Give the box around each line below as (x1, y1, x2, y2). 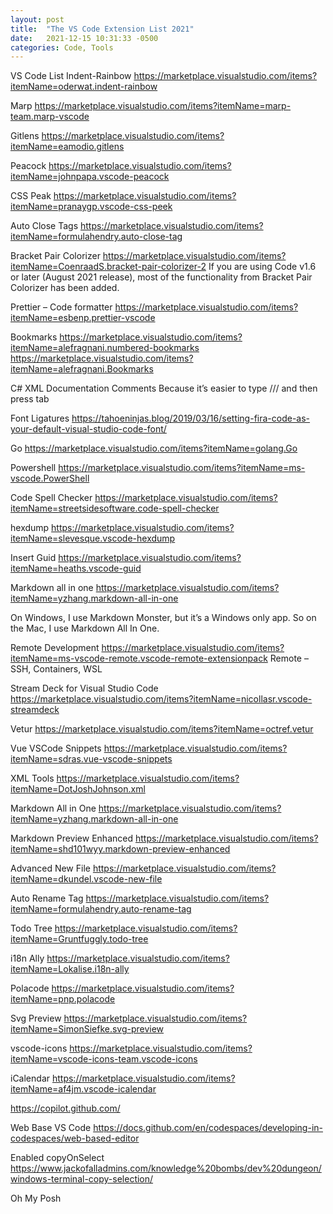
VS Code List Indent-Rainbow (10, 70, 132, 82)
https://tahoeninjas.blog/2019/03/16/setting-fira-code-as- (71, 412, 311, 425)
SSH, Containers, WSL (10, 663, 103, 675)
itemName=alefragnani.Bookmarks (10, 363, 154, 375)
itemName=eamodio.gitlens (10, 141, 125, 153)
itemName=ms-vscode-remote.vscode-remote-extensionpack (10, 652, 268, 665)
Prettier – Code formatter (10, 301, 113, 313)
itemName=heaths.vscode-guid (10, 562, 142, 575)
